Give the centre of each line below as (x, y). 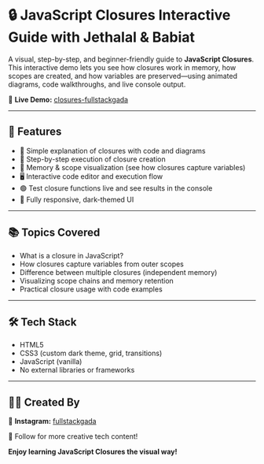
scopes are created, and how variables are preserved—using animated (123, 76)
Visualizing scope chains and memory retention (97, 280)
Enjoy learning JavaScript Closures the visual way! (93, 452)
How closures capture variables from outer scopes (102, 264)
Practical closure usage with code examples (91, 289)
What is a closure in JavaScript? (71, 255)
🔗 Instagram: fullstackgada (52, 421)
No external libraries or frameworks (77, 370)
